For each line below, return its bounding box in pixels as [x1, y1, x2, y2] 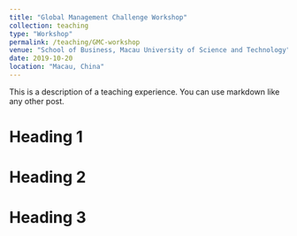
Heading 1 [9, 127, 84, 147]
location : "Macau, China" [9, 63, 104, 72]
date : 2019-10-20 [9, 54, 73, 63]
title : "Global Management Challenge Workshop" [9, 12, 188, 22]
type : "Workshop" [9, 29, 73, 38]
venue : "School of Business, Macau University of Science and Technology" [9, 46, 291, 55]
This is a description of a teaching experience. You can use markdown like [9, 86, 280, 97]
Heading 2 [9, 167, 87, 187]
